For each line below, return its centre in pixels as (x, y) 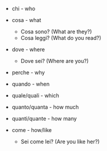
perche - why (28, 73)
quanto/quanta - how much (45, 107)
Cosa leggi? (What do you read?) (61, 38)
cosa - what (26, 20)
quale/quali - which (35, 95)
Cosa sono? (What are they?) (56, 32)
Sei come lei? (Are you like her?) (60, 141)
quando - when (31, 84)
